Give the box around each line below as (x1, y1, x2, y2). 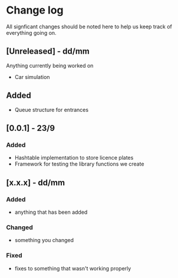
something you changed (14, 237, 74, 244)
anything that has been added (14, 208, 88, 216)
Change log (6, 4, 64, 17)
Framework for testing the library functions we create (14, 160, 144, 168)
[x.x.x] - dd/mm (6, 177, 65, 187)
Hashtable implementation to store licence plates (14, 154, 134, 161)
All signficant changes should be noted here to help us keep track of (6, 23, 172, 30)
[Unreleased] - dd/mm (6, 47, 90, 57)
